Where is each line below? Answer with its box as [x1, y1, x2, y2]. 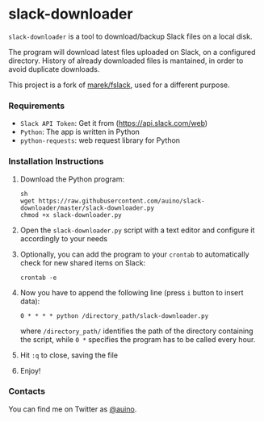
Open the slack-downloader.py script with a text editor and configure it [19, 225, 255, 235]
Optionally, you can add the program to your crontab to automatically [19, 249, 249, 259]
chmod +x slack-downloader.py [19, 211, 123, 219]
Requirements [8, 100, 65, 111]
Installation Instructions [8, 156, 104, 167]
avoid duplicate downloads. [8, 64, 100, 73]
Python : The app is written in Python [19, 127, 140, 137]
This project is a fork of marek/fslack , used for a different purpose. [8, 80, 230, 90]
